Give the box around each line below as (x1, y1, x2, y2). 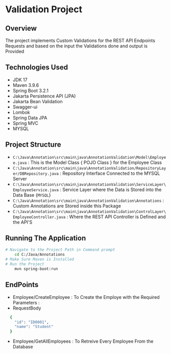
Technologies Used (5, 63, 68, 72)
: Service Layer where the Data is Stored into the (59, 186, 162, 193)
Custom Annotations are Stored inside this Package (12, 203, 121, 209)
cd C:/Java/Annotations (14, 252, 65, 257)
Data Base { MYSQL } (12, 192, 51, 198)
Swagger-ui (12, 104, 38, 110)
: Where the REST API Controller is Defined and (66, 214, 166, 220)
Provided (5, 49, 25, 54)
